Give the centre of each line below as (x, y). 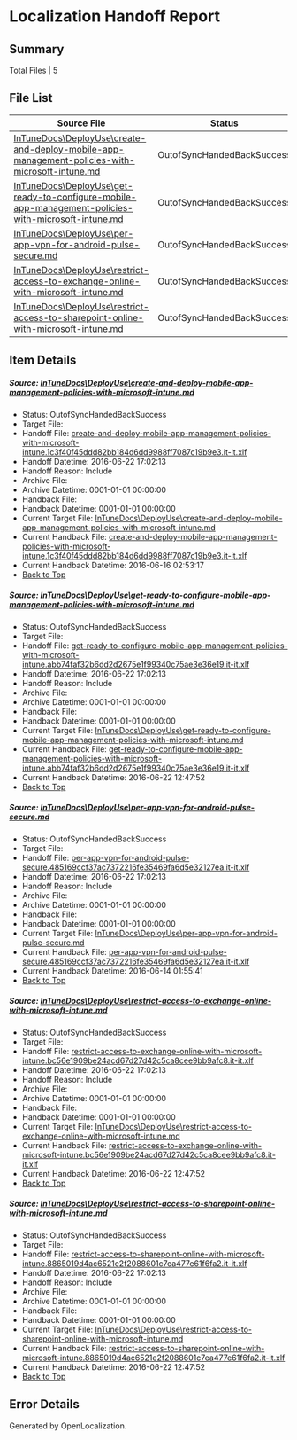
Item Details (43, 360)
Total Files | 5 (34, 70)
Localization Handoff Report (115, 16)
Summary (37, 49)
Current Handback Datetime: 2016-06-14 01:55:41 (112, 971)
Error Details (44, 1404)
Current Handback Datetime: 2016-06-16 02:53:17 (113, 566)
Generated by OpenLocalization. (68, 1426)
